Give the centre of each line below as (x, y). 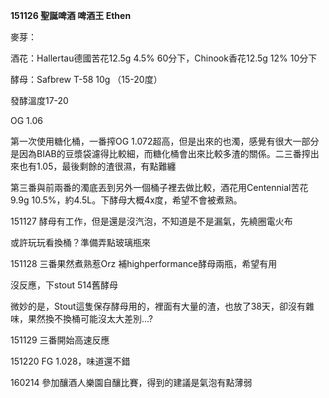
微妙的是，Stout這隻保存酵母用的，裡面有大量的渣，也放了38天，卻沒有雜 (162, 306)
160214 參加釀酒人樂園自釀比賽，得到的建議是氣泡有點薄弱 (131, 382)
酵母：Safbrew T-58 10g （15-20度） (86, 79)
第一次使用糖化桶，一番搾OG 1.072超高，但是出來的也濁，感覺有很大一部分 (165, 141)
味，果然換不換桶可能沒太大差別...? (82, 318)
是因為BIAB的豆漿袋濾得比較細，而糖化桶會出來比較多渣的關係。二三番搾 (160, 153)
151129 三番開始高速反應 (60, 340)
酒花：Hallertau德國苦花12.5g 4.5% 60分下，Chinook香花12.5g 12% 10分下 (164, 58)
